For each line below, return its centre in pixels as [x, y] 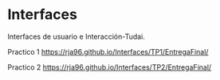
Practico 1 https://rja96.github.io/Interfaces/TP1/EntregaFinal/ [108, 51]
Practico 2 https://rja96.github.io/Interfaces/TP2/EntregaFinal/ [110, 67]
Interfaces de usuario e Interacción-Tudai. [76, 36]
